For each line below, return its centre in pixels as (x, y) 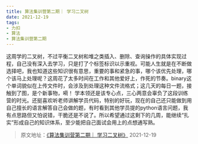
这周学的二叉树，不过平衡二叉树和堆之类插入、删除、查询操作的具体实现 (94, 56)
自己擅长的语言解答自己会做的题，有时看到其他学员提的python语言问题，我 (97, 108)
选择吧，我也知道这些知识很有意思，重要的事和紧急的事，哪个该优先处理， (96, 71)
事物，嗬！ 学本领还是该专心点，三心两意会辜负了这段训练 (118, 93)
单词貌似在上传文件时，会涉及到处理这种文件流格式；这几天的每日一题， (99, 86)
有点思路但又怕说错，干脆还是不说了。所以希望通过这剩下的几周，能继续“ (95, 115)
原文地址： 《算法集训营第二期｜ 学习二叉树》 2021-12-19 (88, 135)
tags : (13, 22)
